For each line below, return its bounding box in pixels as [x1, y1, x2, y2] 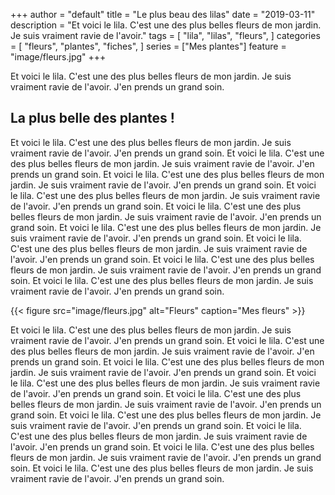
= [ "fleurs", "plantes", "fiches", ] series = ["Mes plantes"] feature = [10, 40, 287, 52]
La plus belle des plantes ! [10, 110, 175, 127]
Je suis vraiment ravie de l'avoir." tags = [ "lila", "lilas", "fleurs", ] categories [10, 30, 321, 41]
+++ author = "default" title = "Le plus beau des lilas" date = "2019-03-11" [10, 9, 316, 20]
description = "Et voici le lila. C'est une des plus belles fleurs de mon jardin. [10, 19, 322, 31]
